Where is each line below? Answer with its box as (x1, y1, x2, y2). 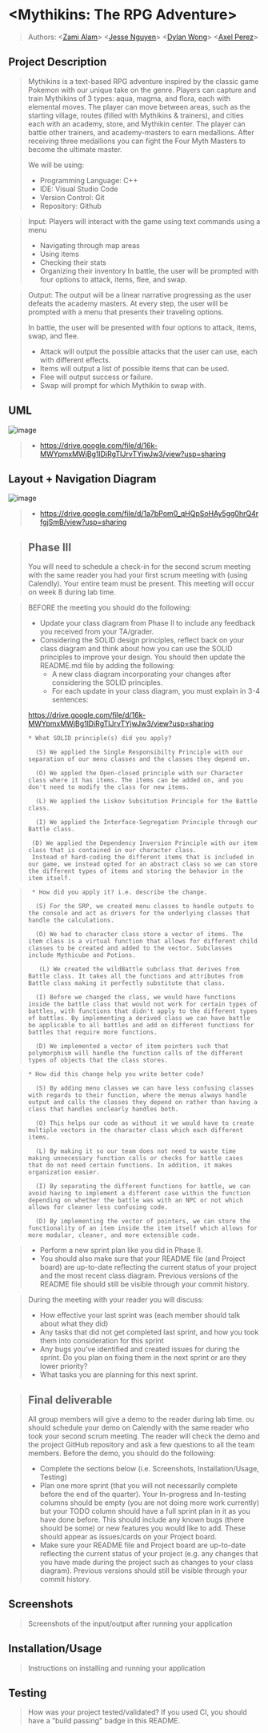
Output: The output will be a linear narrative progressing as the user (27, 290, 252, 299)
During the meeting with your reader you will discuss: (27, 1295, 204, 1305)
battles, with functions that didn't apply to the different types (27, 1007, 258, 1015)
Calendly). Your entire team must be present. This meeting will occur (27, 578, 254, 589)
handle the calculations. (27, 916, 114, 925)
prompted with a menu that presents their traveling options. (27, 306, 224, 317)
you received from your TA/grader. (39, 626, 154, 637)
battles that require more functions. (27, 1028, 158, 1037)
